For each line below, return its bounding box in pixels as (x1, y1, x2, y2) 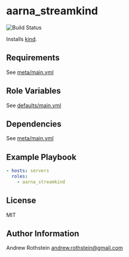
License (6, 196, 36, 206)
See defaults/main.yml (6, 101, 62, 109)
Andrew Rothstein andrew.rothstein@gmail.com (6, 244, 124, 252)
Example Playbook (6, 152, 76, 162)
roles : (11, 174, 28, 179)
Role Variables (6, 86, 61, 96)
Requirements (6, 52, 60, 63)
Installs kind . (6, 35, 38, 42)
